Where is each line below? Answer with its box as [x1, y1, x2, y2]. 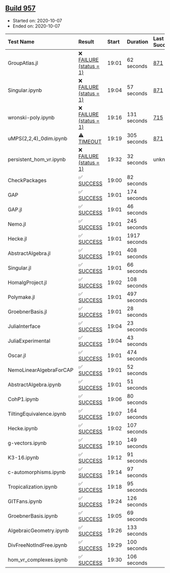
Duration [126, 38, 148, 45]
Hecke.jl [8, 235, 27, 242]
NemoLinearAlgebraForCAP [8, 366, 74, 374]
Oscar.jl [8, 352, 26, 359]
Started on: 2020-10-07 [12, 17, 62, 23]
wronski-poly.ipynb [8, 114, 55, 121]
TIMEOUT [78, 138, 102, 145]
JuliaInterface [8, 322, 40, 329]
